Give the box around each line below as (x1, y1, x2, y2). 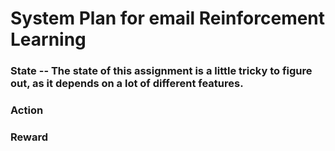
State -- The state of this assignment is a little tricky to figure (10, 64, 313, 78)
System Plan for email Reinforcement (10, 7, 326, 30)
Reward (10, 130, 49, 144)
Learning (10, 28, 87, 51)
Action (10, 103, 44, 117)
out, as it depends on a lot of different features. (10, 77, 244, 91)
